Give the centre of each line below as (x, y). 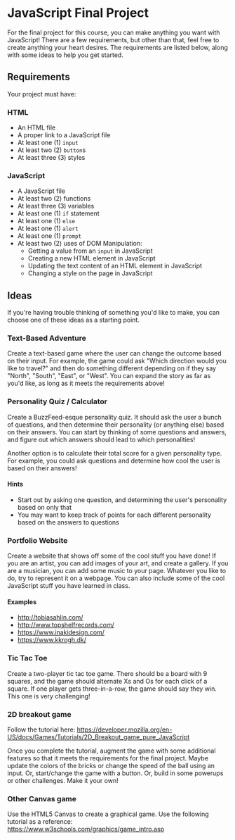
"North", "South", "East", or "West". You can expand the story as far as (109, 376)
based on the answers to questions (68, 522)
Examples (22, 602)
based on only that (45, 507)
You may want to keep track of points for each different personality (114, 515)
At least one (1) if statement (58, 213)
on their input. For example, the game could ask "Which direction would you (117, 361)
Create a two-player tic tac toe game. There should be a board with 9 (107, 673)
